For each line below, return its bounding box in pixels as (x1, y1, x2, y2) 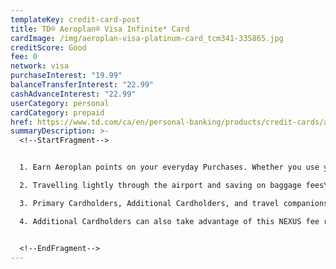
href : (10, 117, 33, 127)
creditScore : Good (10, 42, 87, 53)
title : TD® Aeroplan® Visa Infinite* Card (10, 24, 190, 34)
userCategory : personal (10, 98, 110, 108)
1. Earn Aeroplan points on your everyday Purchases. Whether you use (19, 162, 320, 173)
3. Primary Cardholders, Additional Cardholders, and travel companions (19, 198, 329, 208)
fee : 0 (10, 52, 38, 62)
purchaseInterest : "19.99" (10, 71, 123, 81)
